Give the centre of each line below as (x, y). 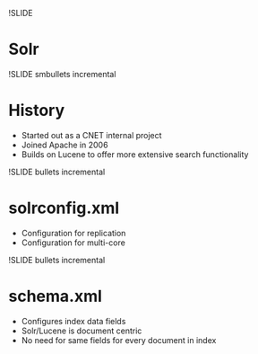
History (37, 111)
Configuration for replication (73, 233)
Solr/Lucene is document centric (82, 331)
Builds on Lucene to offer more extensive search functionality (135, 154)
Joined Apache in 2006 (64, 145)
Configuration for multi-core (73, 243)
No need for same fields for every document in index (119, 340)
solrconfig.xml (64, 208)
